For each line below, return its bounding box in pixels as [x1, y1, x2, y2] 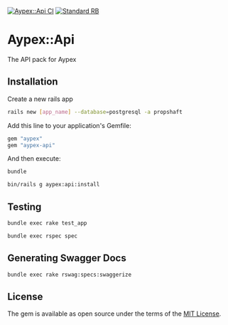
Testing [7, 201, 42, 213]
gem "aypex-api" [7, 142, 55, 149]
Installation [7, 75, 58, 88]
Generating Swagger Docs [7, 252, 126, 265]
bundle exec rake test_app [7, 219, 87, 227]
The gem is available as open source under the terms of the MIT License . [7, 309, 222, 318]
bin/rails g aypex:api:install [7, 181, 100, 188]
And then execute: [7, 154, 61, 163]
